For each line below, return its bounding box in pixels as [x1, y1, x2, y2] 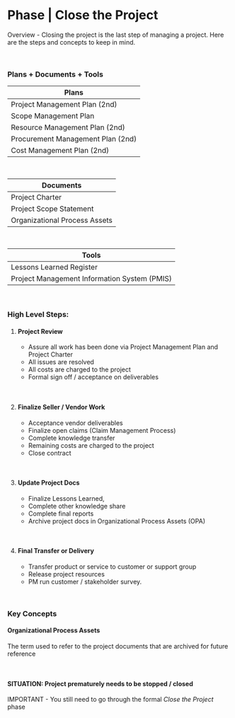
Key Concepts [7, 608, 57, 618]
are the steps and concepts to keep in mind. [7, 37, 136, 46]
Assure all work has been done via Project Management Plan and [28, 343, 218, 352]
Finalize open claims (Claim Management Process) [28, 426, 176, 434]
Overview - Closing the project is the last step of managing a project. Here [7, 30, 224, 39]
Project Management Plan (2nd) [11, 100, 117, 110]
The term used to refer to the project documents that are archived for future [7, 642, 229, 651]
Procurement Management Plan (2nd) [11, 134, 137, 144]
